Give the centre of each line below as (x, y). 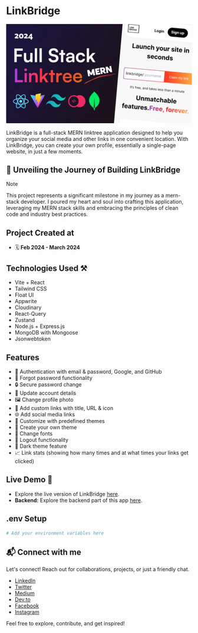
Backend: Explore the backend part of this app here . (78, 500)
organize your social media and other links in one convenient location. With (97, 139)
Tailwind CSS (31, 289)
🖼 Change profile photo (44, 399)
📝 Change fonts (34, 433)
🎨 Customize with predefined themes (60, 421)
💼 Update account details (45, 393)
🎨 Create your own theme (46, 427)
